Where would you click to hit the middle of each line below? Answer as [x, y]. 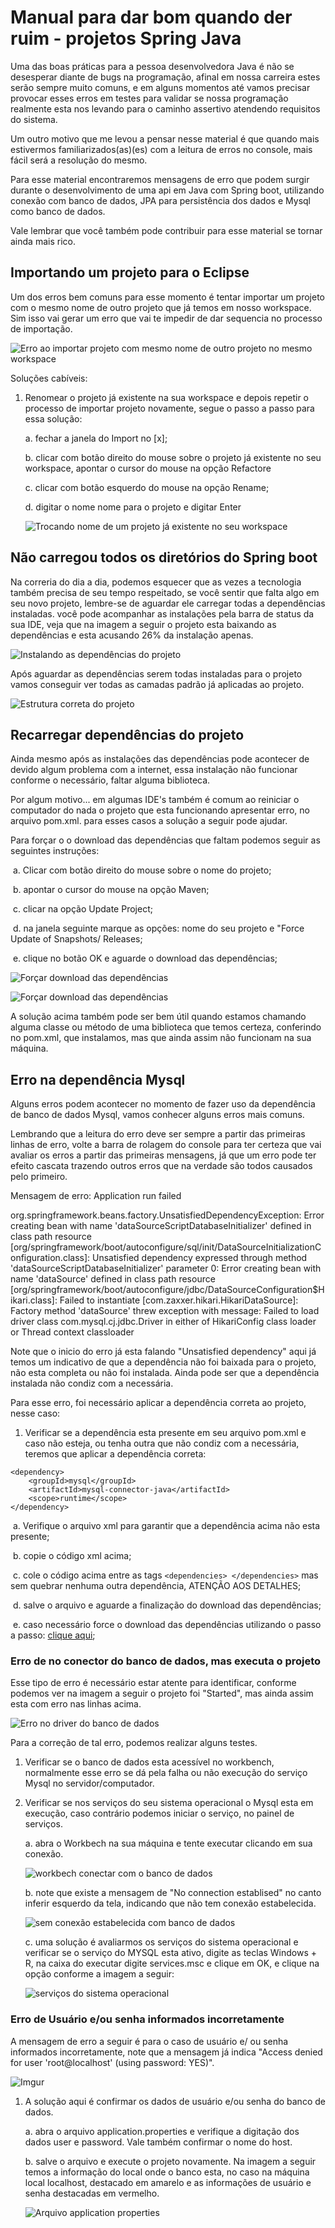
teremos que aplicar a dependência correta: [115, 1454]
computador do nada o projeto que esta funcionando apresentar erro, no [160, 810]
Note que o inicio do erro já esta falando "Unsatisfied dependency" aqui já [163, 1352]
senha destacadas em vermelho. [92, 2193]
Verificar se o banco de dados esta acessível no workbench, [149, 1762]
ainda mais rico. [43, 241]
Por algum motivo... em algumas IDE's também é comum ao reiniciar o [155, 800]
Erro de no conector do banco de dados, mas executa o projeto [166, 1661]
